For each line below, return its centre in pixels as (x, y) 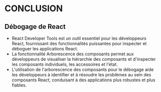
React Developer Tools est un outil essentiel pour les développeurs (79, 38)
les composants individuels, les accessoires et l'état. (65, 64)
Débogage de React (35, 27)
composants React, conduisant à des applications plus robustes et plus (83, 80)
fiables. (19, 85)
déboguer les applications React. (45, 49)
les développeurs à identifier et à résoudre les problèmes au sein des (81, 75)
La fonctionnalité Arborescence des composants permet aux (73, 54)
